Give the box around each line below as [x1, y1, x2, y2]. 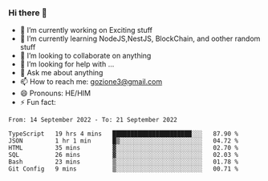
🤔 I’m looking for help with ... [19, 59, 115, 69]
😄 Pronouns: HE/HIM [19, 88, 91, 99]
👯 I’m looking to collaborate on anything [19, 51, 152, 61]
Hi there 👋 [8, 7, 48, 18]
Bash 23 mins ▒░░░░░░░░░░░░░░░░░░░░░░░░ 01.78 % [8, 158, 239, 167]
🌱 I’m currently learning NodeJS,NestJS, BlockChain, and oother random [19, 34, 261, 43]
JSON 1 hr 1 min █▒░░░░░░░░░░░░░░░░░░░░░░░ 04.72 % [8, 137, 239, 145]
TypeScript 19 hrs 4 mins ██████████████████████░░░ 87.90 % [8, 130, 239, 139]
